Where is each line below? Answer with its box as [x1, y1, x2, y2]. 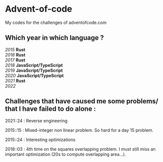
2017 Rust [5, 57, 25, 63]
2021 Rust [5, 78, 26, 83]
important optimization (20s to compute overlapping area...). [5, 151, 127, 157]
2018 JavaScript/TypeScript [5, 62, 63, 68]
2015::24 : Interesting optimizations [5, 137, 75, 142]
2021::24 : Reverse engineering [5, 118, 68, 123]
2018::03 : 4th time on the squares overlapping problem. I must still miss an [5, 146, 156, 152]
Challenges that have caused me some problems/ [5, 97, 159, 105]
